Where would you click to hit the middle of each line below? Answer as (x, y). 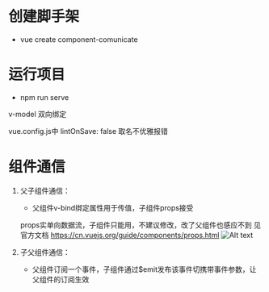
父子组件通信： (45, 190)
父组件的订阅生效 (61, 279)
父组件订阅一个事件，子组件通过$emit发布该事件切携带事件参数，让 (144, 269)
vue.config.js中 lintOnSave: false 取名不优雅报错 (88, 131)
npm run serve (44, 97)
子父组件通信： (45, 252)
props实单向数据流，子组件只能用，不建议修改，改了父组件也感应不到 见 (140, 225)
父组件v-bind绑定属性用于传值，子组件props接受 (113, 207)
